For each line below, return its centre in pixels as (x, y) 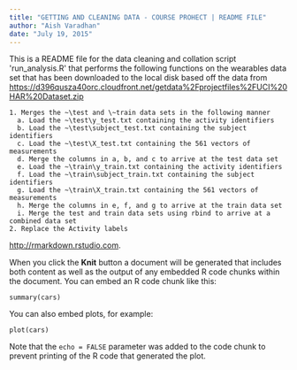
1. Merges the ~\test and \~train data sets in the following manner (140, 113)
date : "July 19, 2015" (51, 34)
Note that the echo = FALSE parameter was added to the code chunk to (137, 347)
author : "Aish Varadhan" (55, 26)
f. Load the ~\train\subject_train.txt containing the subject (136, 175)
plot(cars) (29, 330)
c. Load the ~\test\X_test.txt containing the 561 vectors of (134, 144)
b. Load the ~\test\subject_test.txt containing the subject (132, 128)
